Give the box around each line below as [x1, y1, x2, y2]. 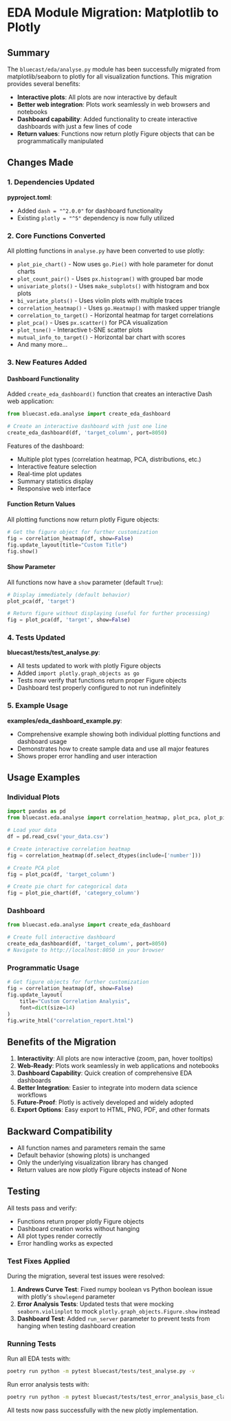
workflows [16, 1091, 47, 1099]
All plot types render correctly [16, 1232, 102, 1240]
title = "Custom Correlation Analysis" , [19, 998, 131, 1005]
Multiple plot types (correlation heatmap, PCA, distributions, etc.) [16, 455, 201, 463]
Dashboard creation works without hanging [16, 1224, 140, 1232]
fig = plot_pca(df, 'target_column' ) [7, 870, 115, 878]
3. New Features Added [7, 357, 87, 367]
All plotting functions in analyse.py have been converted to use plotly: [7, 246, 205, 255]
